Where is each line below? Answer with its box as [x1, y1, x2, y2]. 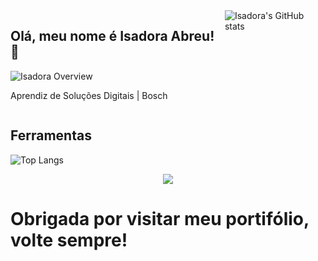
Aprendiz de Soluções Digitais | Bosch [10, 89, 168, 101]
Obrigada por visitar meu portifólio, [10, 207, 310, 230]
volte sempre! [10, 229, 128, 251]
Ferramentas [10, 127, 92, 144]
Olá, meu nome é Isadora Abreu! [10, 28, 215, 45]
